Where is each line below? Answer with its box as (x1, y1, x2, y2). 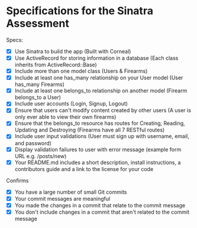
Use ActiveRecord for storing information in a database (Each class (14, 54, 179, 62)
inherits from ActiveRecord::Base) (14, 61, 98, 69)
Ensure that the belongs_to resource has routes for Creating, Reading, (14, 120, 185, 127)
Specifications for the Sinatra (6, 4, 154, 18)
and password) (14, 139, 52, 146)
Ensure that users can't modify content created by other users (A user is (14, 107, 191, 114)
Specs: (6, 36, 24, 43)
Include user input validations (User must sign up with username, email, (14, 133, 189, 140)
